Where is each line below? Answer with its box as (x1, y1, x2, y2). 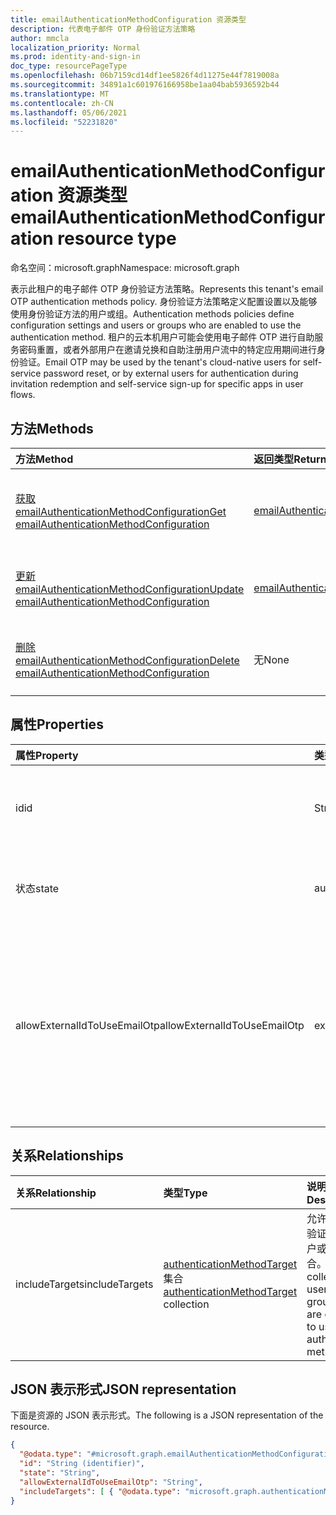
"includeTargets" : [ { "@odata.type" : (19, 1486, 182, 1496)
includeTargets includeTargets (15, 1277, 154, 1291)
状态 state (15, 881, 60, 895)
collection (163, 1297, 210, 1311)
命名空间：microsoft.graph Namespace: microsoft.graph (10, 262, 240, 274)
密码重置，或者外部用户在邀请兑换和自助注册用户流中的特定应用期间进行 (18, 344, 317, 356)
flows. (10, 389, 36, 401)
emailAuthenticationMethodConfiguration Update (15, 582, 245, 596)
